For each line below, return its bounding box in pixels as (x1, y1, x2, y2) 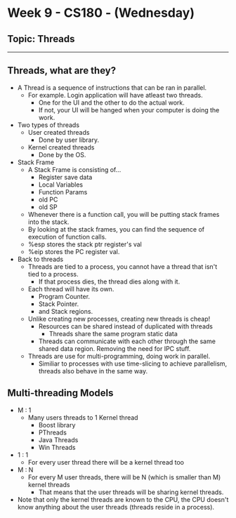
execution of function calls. (27, 232, 107, 241)
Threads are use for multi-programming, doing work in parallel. (27, 352, 211, 360)
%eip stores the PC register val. (27, 247, 120, 255)
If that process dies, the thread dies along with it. (38, 277, 181, 286)
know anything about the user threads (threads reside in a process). (17, 503, 215, 511)
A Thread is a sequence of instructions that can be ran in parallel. (17, 83, 207, 92)
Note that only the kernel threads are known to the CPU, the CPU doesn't (17, 495, 229, 503)
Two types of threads (17, 121, 79, 129)
